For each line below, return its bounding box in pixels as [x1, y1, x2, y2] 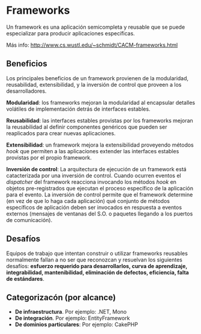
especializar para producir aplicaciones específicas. [6, 29, 135, 37]
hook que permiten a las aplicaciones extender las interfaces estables [6, 147, 179, 154]
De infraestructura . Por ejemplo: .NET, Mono [14, 308, 127, 315]
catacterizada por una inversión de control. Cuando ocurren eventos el [6, 172, 181, 179]
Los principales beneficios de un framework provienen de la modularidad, [6, 74, 189, 81]
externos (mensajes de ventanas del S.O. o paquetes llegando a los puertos [6, 210, 193, 217]
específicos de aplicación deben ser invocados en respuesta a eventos [6, 204, 182, 211]
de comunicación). [6, 216, 53, 223]
